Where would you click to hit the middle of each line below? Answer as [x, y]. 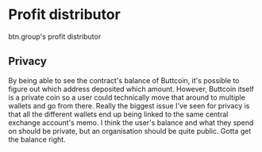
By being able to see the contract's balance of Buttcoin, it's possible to [124, 80]
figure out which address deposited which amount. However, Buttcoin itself [131, 89]
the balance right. [37, 139]
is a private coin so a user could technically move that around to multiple [127, 97]
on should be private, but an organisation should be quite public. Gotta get [130, 131]
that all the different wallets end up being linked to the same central [118, 114]
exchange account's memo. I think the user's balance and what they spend [131, 122]
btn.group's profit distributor [55, 36]
